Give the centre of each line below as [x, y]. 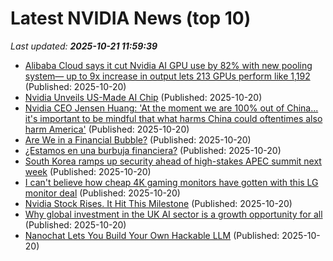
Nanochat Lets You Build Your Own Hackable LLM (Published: [152, 235]
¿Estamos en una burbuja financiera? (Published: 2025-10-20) [153, 150]
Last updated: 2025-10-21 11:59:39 [84, 46]
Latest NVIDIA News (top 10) [131, 18]
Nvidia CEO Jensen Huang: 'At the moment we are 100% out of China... [171, 108]
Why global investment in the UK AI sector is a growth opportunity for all [173, 214]
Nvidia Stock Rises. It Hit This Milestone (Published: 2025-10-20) [158, 203]
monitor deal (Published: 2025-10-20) [102, 193]
